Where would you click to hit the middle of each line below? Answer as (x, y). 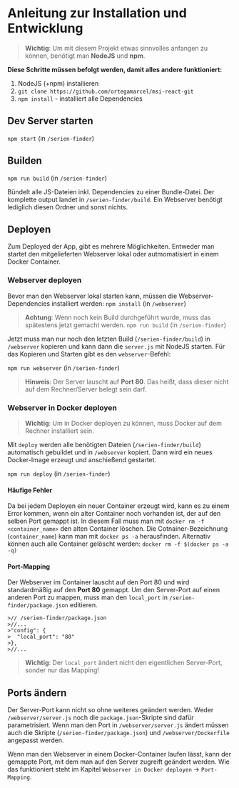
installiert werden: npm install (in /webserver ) (119, 303)
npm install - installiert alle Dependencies (80, 99)
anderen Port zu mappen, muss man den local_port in (87, 597)
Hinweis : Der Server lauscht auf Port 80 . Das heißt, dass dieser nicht (127, 381)
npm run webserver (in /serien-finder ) (63, 368)
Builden (25, 161)
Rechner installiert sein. (59, 431)
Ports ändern (37, 693)
